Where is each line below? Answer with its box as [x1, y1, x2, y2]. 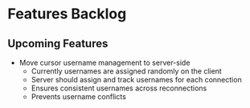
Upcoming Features [7, 37, 109, 50]
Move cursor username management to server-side [18, 58, 191, 67]
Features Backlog [7, 5, 127, 23]
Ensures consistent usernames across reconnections [31, 83, 207, 93]
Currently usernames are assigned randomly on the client [31, 66, 222, 76]
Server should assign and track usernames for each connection [31, 75, 242, 84]
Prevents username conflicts [31, 92, 126, 101]
